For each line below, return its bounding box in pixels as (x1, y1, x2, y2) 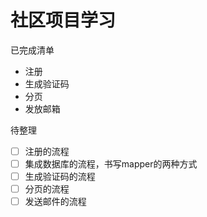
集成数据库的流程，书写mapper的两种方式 (24, 158, 198, 170)
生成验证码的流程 (24, 171, 96, 183)
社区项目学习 (10, 9, 117, 32)
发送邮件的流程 (24, 196, 87, 208)
